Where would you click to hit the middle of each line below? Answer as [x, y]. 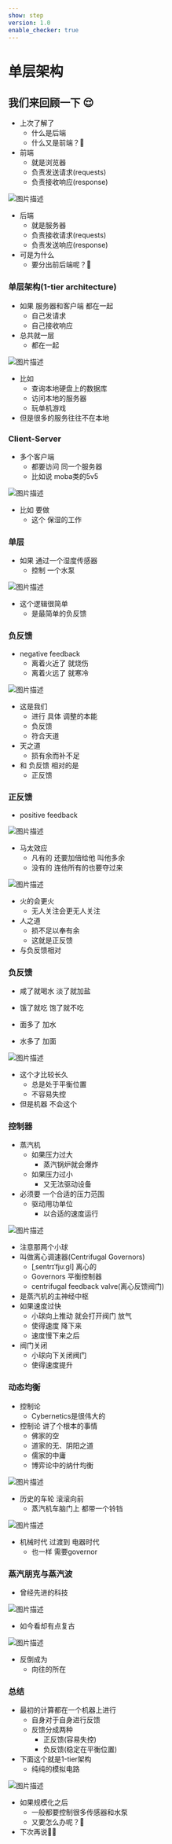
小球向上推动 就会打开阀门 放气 [81, 1316]
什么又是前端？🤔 [58, 143]
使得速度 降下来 [57, 1326]
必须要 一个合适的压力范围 [62, 1194]
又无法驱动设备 [67, 1184]
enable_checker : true [44, 30]
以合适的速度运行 [71, 1214]
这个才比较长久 [44, 1075]
